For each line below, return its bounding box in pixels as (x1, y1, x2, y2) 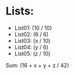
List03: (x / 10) (14, 37, 51, 44)
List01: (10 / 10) (14, 24, 52, 31)
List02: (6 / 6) (14, 30, 49, 37)
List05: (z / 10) (14, 50, 51, 57)
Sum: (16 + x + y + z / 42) (5, 62, 70, 69)
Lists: (5, 4, 34, 18)
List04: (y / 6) (14, 44, 49, 51)
